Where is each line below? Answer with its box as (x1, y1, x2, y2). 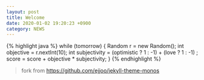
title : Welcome (6, 15, 45, 21)
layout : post (6, 8, 40, 15)
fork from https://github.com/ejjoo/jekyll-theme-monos (21, 67, 160, 75)
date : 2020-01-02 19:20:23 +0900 (6, 20, 91, 26)
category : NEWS (6, 25, 45, 32)
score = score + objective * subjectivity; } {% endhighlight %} (6, 55, 161, 62)
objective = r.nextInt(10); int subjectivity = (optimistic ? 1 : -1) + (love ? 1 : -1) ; (6, 49, 199, 56)
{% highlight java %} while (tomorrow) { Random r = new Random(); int (6, 42, 185, 50)
